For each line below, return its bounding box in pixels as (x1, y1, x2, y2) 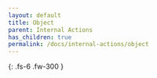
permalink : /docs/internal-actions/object (8, 41, 149, 48)
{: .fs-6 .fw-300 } (8, 62, 64, 71)
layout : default (8, 11, 61, 19)
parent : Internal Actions (8, 26, 93, 34)
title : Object (8, 19, 55, 27)
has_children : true (8, 33, 72, 41)
